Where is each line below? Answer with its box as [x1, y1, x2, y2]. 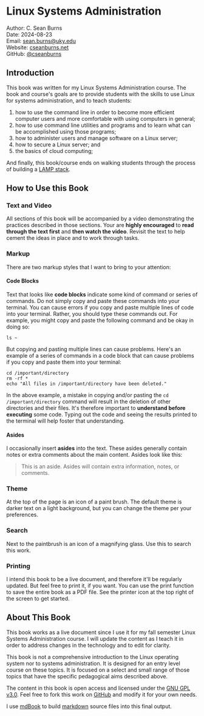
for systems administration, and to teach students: [6, 97, 132, 104]
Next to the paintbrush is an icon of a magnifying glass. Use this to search [6, 540, 191, 547]
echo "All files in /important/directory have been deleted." [6, 381, 167, 387]
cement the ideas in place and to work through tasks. [6, 234, 140, 242]
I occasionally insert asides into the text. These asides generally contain [6, 445, 187, 452]
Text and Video [6, 202, 52, 210]
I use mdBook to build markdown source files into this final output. [6, 703, 172, 710]
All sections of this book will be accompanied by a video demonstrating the [6, 215, 194, 222]
